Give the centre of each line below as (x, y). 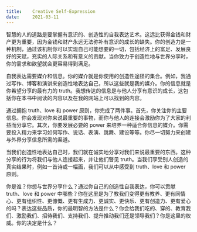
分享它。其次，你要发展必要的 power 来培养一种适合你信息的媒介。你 (100, 125)
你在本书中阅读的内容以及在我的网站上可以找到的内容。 (78, 98)
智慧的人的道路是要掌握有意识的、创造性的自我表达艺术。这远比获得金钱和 (96, 34)
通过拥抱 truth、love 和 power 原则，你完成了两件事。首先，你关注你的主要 (97, 110)
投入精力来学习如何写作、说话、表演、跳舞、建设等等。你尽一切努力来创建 (101, 132)
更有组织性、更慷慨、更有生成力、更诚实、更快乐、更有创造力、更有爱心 (103, 201)
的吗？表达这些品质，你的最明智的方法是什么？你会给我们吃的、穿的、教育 (96, 208)
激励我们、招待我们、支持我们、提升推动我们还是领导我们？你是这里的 (101, 215)
